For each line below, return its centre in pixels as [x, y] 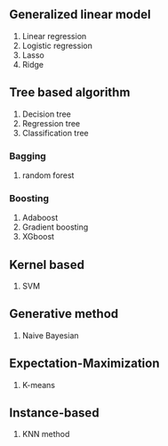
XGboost [38, 237]
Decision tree [46, 114]
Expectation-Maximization [84, 364]
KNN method [46, 434]
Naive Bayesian [50, 335]
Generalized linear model [80, 15]
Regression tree [51, 123]
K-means [39, 385]
